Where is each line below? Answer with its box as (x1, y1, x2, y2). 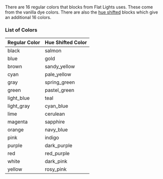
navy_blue (44, 126, 68, 133)
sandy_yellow (44, 63, 75, 70)
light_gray (7, 103, 30, 109)
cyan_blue (44, 103, 69, 109)
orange (7, 126, 24, 133)
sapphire (44, 119, 65, 125)
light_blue (7, 95, 30, 102)
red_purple (44, 150, 70, 157)
